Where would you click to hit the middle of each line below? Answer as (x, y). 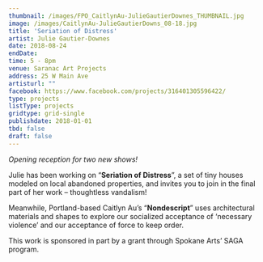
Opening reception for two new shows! (73, 159)
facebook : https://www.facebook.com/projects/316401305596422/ (117, 91)
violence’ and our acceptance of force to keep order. (96, 225)
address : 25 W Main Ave (49, 76)
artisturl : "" (32, 83)
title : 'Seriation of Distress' (63, 31)
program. (24, 249)
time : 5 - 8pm (32, 61)
